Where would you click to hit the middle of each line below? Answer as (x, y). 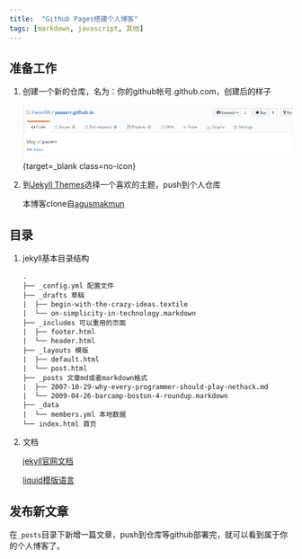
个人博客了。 (40, 546)
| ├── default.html (61, 359)
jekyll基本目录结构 (56, 258)
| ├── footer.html (59, 333)
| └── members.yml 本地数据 (74, 415)
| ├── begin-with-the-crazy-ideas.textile (105, 305)
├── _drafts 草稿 (53, 296)
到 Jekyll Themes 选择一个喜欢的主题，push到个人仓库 (122, 185)
